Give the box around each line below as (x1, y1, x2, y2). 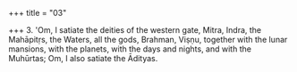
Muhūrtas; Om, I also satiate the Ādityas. (8, 53, 158, 63)
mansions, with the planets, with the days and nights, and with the (8, 44, 252, 54)
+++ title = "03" (8, 8, 67, 18)
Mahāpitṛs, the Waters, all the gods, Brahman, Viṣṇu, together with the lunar (8, 35, 288, 44)
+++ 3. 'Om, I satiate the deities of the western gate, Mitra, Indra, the (8, 25, 262, 35)
